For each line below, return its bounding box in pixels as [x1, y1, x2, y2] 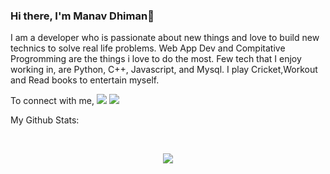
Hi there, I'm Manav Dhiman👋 [10, 9, 155, 23]
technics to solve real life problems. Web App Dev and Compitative [10, 42, 286, 54]
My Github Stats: [10, 114, 80, 126]
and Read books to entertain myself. [10, 74, 160, 86]
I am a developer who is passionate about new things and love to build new [10, 32, 320, 44]
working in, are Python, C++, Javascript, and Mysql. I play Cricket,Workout [10, 64, 318, 76]
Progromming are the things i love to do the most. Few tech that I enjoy [10, 53, 302, 65]
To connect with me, [10, 95, 95, 107]
